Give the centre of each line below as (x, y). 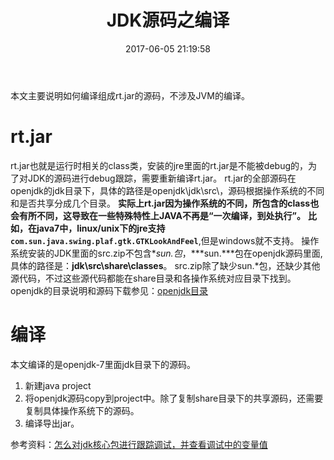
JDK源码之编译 (168, 20)
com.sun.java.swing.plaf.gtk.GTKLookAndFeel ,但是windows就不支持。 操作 (165, 240)
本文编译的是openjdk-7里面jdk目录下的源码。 (103, 364)
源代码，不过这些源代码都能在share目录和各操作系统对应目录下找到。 (153, 278)
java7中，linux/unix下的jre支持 (101, 228)
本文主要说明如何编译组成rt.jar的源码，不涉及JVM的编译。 (130, 95)
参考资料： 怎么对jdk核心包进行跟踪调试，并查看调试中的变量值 (139, 444)
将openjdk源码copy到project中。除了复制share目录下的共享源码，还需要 (174, 398)
